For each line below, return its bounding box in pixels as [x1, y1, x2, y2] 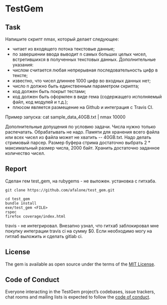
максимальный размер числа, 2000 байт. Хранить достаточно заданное [5, 145, 160, 150]
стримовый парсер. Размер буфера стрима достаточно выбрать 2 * [5, 139, 151, 145]
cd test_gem [5, 196, 30, 201]
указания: [12, 62, 34, 67]
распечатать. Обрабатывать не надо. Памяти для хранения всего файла [5, 129, 160, 135]
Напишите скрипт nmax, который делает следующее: [5, 36, 119, 42]
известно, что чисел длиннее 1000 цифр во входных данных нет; [12, 78, 151, 83]
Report [5, 164, 27, 173]
